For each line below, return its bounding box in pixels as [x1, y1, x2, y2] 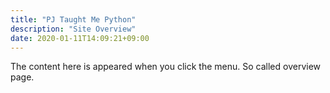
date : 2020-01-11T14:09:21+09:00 [10, 33, 150, 43]
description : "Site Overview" [10, 24, 137, 34]
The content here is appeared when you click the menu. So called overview [10, 61, 322, 73]
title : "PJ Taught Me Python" [10, 14, 137, 25]
